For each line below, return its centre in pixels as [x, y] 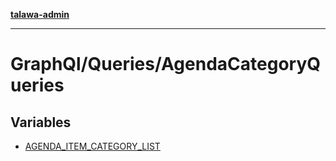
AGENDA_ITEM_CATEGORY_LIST [92, 146]
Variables [41, 122]
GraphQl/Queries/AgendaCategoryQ [166, 64]
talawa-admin [40, 14]
